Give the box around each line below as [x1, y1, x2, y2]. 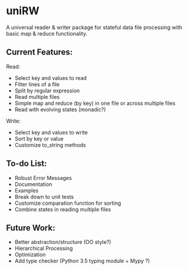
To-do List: [6, 159, 47, 169]
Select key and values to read [14, 74, 87, 81]
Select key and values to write [14, 128, 88, 136]
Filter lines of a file [14, 81, 60, 88]
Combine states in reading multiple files [14, 205, 111, 213]
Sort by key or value [14, 135, 64, 142]
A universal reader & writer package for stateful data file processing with [6, 24, 183, 31]
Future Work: [6, 223, 55, 233]
